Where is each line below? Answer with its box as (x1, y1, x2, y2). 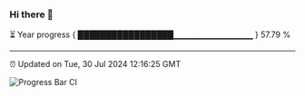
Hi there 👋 (9, 8, 54, 21)
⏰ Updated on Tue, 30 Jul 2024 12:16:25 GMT (9, 59, 182, 70)
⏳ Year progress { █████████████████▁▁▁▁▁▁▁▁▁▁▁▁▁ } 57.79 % (9, 29, 291, 40)
